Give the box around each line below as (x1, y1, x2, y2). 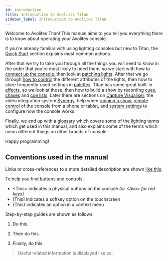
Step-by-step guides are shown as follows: (5, 211, 94, 217)
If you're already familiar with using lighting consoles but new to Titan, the (5, 46, 158, 52)
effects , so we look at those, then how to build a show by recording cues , (5, 87, 156, 93)
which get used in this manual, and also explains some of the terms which (5, 123, 158, 129)
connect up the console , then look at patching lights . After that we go (5, 71, 148, 77)
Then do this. (12, 231, 40, 237)
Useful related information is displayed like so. (17, 250, 113, 256)
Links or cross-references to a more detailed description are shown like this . (5, 166, 163, 172)
